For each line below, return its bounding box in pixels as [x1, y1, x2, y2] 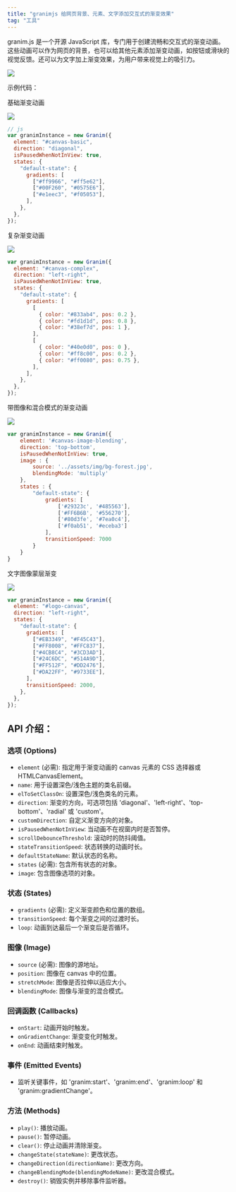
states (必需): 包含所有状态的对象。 [17, 860, 121, 869]
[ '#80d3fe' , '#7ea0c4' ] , [57, 516, 131, 523]
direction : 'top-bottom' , [20, 443, 97, 451]
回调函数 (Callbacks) [7, 1006, 79, 1015]
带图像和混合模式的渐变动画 [7, 403, 88, 412]
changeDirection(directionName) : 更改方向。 [17, 1159, 147, 1167]
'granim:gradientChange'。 [17, 1087, 97, 1095]
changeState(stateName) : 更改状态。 [17, 1150, 122, 1158]
